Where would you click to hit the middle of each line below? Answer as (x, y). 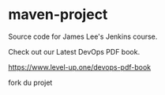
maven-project (58, 15)
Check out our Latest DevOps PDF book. (74, 51)
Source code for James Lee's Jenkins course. (83, 36)
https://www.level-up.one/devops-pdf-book (80, 67)
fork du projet (30, 82)
